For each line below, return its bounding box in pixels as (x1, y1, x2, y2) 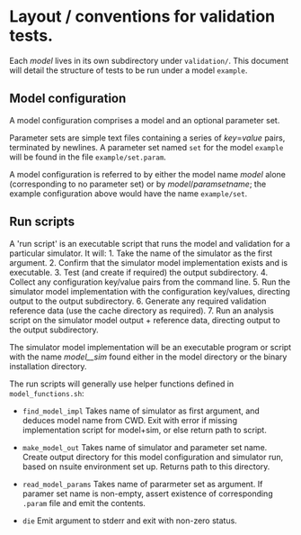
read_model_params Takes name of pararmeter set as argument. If (22, 478, 263, 489)
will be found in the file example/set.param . (9, 151, 166, 162)
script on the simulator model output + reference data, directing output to (9, 314, 281, 325)
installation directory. (9, 360, 87, 371)
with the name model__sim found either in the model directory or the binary (9, 351, 288, 362)
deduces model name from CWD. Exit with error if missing (22, 414, 238, 425)
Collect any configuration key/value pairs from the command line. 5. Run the (9, 277, 290, 287)
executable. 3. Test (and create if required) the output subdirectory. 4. (9, 267, 268, 277)
